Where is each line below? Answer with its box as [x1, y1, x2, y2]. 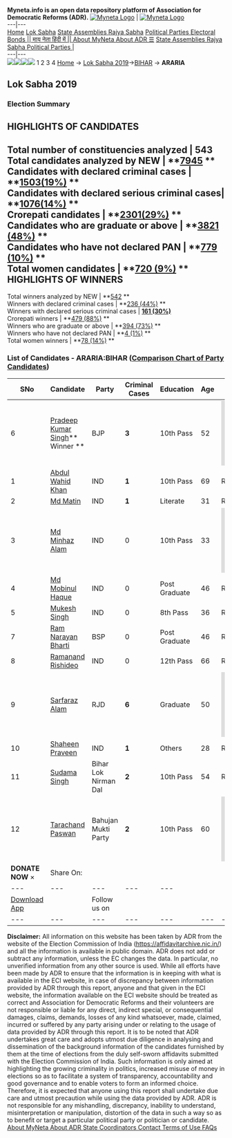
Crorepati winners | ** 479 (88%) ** [7, 314, 110, 322]
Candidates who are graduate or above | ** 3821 [7, 220, 220, 232]
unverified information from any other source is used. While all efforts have [7, 961, 221, 970]
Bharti [50, 640, 70, 650]
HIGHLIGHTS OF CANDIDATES [7, 120, 139, 132]
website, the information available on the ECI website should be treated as [7, 991, 218, 999]
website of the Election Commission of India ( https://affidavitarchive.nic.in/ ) [7, 940, 222, 948]
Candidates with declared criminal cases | [7, 166, 192, 178]
